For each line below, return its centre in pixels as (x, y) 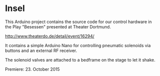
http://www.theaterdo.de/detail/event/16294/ (50, 36)
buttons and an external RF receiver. (41, 51)
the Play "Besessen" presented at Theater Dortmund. (58, 26)
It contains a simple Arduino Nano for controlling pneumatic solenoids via (78, 45)
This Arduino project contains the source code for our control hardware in (79, 22)
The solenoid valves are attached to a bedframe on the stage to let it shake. (80, 60)
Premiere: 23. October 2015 (32, 69)
